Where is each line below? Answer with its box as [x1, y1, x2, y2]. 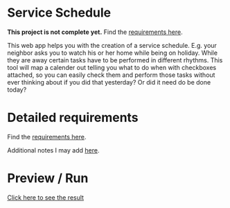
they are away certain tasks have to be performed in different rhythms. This [7, 55, 223, 64]
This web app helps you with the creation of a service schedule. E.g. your [7, 41, 217, 49]
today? [7, 85, 27, 94]
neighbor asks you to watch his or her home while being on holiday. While [7, 49, 218, 57]
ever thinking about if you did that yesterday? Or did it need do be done [7, 78, 211, 86]
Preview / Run [7, 171, 89, 187]
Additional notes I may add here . [7, 146, 100, 154]
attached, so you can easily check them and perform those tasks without [7, 71, 215, 79]
